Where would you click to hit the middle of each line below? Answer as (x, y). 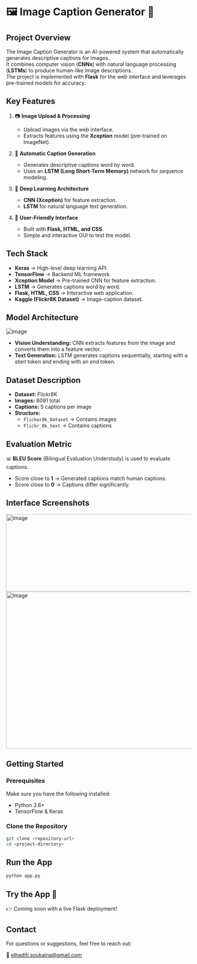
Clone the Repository (37, 827)
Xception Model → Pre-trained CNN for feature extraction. (85, 280)
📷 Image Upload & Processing (52, 116)
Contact (21, 929)
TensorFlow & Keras (39, 811)
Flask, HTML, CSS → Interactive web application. (74, 293)
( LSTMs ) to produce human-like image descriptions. (69, 70)
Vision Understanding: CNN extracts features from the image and (95, 343)
